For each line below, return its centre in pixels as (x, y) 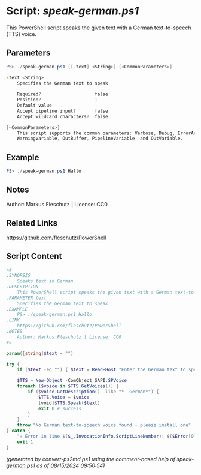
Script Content (34, 256)
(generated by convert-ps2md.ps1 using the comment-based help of (91, 459)
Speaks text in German (45, 281)
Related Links (32, 223)
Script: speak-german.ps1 (73, 11)
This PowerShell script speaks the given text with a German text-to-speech (99, 28)
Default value (34, 106)
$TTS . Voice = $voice (64, 397)
